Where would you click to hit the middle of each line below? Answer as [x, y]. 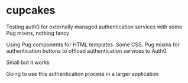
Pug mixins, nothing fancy [38, 33]
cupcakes [31, 10]
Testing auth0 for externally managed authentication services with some [94, 27]
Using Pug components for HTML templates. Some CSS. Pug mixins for [93, 44]
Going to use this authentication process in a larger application [82, 74]
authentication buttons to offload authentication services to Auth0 [86, 50]
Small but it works [28, 62]
